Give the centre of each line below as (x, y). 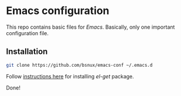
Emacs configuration (58, 11)
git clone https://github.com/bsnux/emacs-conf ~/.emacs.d (79, 65)
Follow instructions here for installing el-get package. (70, 76)
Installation (27, 52)
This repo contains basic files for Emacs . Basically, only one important (90, 27)
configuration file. (27, 33)
